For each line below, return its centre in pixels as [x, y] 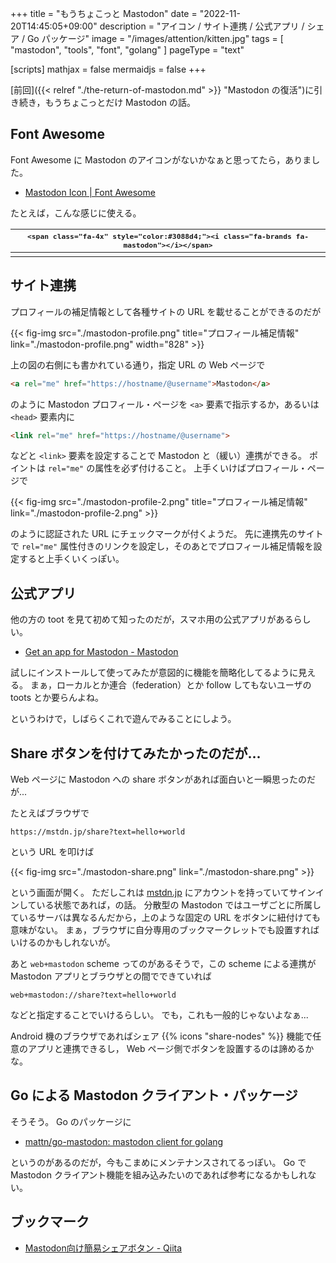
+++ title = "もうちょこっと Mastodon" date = [104, 13]
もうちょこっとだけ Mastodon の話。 [120, 102]
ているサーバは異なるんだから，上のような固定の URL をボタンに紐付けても [165, 917]
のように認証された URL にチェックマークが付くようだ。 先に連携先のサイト [167, 534]
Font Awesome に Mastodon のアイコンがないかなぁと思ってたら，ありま [161, 159]
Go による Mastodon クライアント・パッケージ [154, 1095]
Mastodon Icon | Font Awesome [90, 192]
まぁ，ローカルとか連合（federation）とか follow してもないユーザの [170, 685]
